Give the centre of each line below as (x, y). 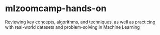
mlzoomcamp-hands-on (56, 9)
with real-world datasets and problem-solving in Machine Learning (72, 27)
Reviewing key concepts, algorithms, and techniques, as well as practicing (80, 22)
